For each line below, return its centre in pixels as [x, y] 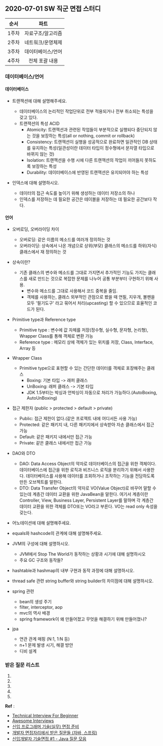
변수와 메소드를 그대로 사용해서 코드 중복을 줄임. [72, 291]
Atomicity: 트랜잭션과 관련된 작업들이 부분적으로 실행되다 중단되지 [89, 129]
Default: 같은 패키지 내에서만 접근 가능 [56, 437]
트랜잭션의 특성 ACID [39, 123]
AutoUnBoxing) [42, 398]
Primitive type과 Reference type [44, 320]
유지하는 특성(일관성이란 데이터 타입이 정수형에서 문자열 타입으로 [93, 148]
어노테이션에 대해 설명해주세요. [42, 523]
